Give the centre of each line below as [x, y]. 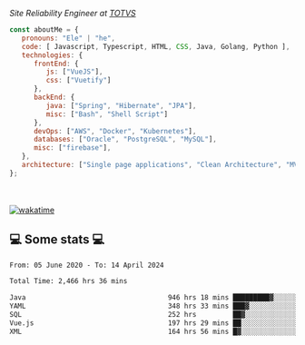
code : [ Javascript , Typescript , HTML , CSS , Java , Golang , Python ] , [156, 46]
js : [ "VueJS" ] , [74, 72]
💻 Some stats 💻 [57, 240]
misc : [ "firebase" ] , [72, 148]
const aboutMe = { [44, 30]
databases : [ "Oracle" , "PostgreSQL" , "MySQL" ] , [125, 140]
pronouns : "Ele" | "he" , [69, 38]
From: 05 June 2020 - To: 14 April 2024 [87, 265]
